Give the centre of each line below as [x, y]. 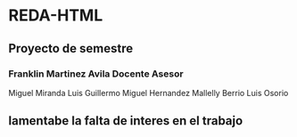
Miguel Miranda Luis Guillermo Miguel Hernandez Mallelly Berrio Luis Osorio [148, 93]
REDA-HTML [56, 16]
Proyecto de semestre [71, 48]
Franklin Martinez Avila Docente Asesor [96, 74]
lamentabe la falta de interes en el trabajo [126, 121]
